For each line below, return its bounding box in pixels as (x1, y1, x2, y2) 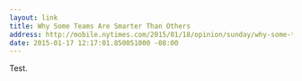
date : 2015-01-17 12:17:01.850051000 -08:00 (9, 38, 179, 48)
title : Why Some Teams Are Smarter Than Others (9, 22, 191, 31)
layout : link (9, 13, 58, 22)
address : (9, 30, 42, 39)
